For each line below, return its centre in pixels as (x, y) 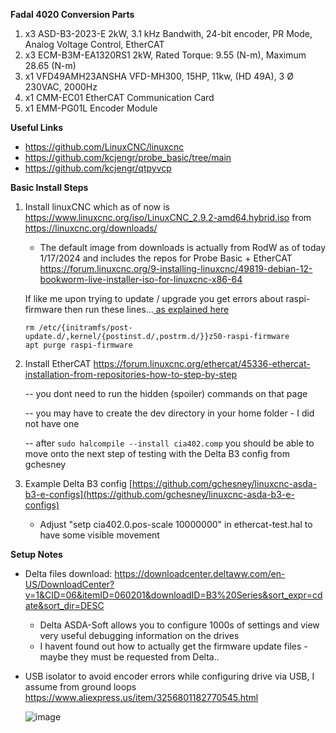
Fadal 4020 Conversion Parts (72, 14)
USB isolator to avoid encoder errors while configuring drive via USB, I (169, 676)
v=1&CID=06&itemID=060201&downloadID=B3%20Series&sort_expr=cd (173, 595)
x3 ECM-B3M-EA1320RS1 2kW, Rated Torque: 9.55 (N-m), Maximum (165, 55)
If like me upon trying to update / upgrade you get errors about (154, 298)
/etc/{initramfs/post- (85, 328)
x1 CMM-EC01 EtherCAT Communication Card (119, 97)
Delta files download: (68, 573)
